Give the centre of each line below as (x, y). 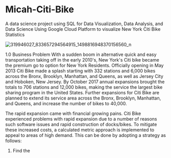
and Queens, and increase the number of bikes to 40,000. (66, 103)
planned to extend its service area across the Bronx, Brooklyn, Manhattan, (83, 98)
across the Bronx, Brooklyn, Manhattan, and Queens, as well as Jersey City (84, 76)
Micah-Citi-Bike (40, 9)
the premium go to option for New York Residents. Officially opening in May (84, 65)
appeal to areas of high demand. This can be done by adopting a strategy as (86, 135)
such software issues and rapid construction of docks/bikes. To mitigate (81, 124)
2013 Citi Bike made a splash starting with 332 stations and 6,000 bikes (80, 71)
